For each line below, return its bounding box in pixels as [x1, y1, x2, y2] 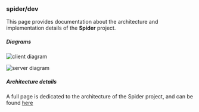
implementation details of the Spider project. [6, 24, 116, 31]
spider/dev [6, 5, 39, 13]
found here [6, 100, 33, 107]
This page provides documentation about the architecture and [6, 18, 158, 25]
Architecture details [6, 78, 57, 85]
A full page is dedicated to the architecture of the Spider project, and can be [6, 93, 194, 100]
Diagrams [6, 38, 32, 45]
